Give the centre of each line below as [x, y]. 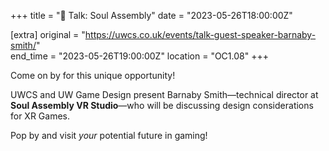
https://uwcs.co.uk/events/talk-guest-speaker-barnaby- [200, 34]
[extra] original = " [48, 34]
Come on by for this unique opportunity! [93, 75]
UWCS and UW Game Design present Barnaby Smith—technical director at [164, 94]
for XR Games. [40, 116]
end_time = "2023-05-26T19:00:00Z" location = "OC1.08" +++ [139, 56]
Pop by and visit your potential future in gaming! [109, 135]
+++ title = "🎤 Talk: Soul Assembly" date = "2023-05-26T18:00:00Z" [151, 15]
